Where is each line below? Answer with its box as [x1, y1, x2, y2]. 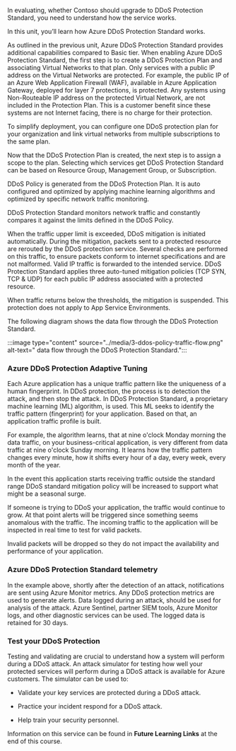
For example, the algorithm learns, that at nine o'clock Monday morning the [7, 431, 226, 439]
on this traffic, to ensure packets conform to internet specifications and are [7, 252, 226, 260]
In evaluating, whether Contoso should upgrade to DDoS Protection [7, 6, 203, 14]
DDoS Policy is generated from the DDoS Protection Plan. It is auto [7, 180, 201, 188]
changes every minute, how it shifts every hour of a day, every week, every [7, 453, 226, 462]
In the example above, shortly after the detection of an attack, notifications [7, 581, 225, 589]
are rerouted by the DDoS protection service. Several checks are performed [7, 245, 228, 253]
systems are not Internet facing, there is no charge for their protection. [7, 109, 213, 117]
